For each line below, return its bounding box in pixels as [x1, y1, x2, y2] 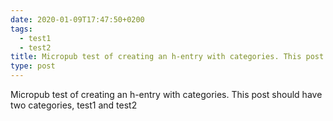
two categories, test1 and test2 [10, 99, 138, 111]
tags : [10, 24, 33, 34]
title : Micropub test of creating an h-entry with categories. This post [10, 52, 325, 62]
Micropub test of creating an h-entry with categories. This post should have [10, 89, 323, 100]
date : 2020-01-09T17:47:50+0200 [10, 14, 145, 25]
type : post [10, 61, 56, 71]
